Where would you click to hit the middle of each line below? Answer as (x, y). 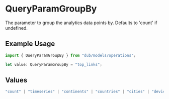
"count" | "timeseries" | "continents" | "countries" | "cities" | (77, 92)
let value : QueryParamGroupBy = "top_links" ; (54, 64)
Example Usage (30, 44)
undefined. (16, 28)
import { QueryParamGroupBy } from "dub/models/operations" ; (71, 55)
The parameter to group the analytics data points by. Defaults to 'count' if (81, 23)
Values (16, 80)
